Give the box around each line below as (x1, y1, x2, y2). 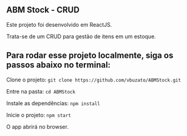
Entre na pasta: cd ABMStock (6, 87, 76, 95)
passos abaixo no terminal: (6, 60, 111, 70)
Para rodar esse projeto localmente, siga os (6, 50, 174, 61)
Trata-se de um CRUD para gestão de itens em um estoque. (6, 33, 156, 40)
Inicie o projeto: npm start (6, 111, 72, 118)
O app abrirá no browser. (6, 123, 69, 130)
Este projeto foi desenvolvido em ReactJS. (6, 21, 112, 28)
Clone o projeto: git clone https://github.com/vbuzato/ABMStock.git (6, 76, 181, 83)
